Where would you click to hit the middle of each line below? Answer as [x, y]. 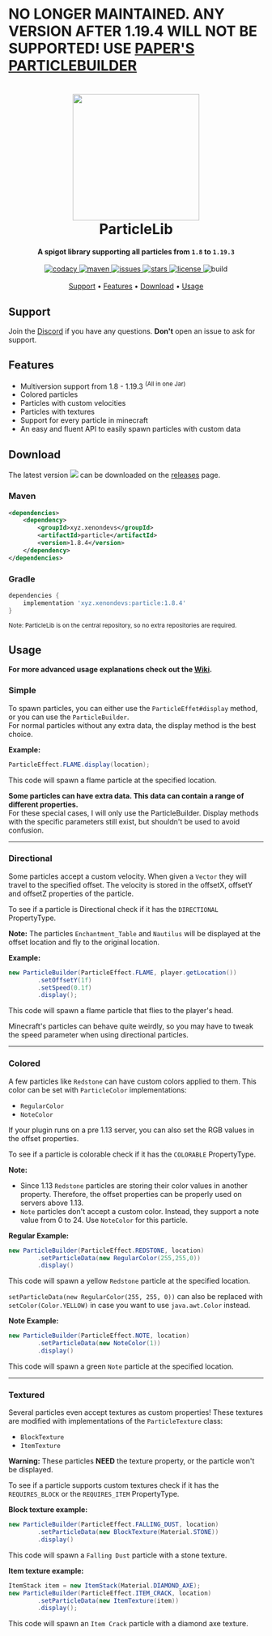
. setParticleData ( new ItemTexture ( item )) [108, 1600]
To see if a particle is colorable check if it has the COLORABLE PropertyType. [132, 1154]
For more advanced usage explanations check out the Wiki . [110, 670]
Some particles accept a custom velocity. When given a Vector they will [127, 876]
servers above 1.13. [52, 1203]
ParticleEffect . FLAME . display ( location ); [79, 765]
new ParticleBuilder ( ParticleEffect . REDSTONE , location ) [106, 1250]
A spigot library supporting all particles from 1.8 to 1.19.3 [136, 252]
